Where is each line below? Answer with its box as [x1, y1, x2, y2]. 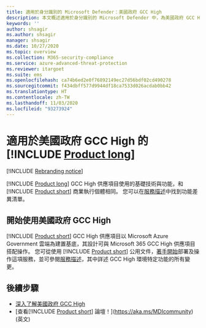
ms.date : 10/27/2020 [6, 43, 59, 50]
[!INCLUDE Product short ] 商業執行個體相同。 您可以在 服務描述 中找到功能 [6, 188, 193, 195]
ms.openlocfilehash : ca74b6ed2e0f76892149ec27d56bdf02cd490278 [6, 77, 172, 83]
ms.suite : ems [6, 72, 43, 78]
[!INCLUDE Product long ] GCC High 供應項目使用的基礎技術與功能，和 [6, 180, 184, 187]
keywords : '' [6, 20, 40, 26]
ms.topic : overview [6, 49, 56, 55]
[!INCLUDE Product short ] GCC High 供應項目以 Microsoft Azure [6, 233, 169, 240]
